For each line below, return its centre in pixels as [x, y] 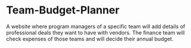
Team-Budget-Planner [63, 10]
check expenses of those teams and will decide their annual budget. [90, 39]
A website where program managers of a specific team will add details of [96, 26]
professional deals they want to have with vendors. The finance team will [95, 32]
